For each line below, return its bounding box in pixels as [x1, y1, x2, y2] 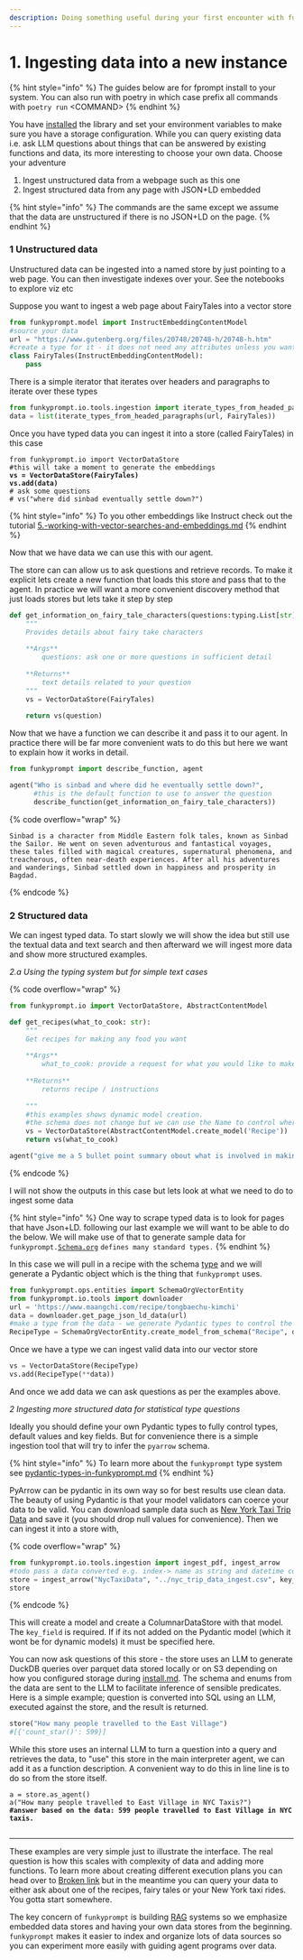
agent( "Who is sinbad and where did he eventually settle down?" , [9, 781, 264, 790]
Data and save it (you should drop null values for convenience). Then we [9, 1513, 279, 1524]
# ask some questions [9, 487, 91, 496]
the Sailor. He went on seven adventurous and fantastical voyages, [9, 839, 272, 849]
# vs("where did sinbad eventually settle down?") [9, 494, 204, 504]
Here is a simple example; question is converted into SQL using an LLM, [9, 1692, 277, 1703]
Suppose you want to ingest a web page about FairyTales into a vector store [9, 300, 292, 311]
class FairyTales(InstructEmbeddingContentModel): [9, 351, 204, 361]
